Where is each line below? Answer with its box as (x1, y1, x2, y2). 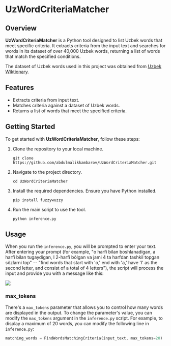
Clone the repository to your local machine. (12, 146, 103, 152)
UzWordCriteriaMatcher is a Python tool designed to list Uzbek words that (5, 37, 163, 43)
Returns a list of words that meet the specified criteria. (12, 108, 127, 114)
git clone (12, 155, 34, 161)
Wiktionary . (5, 69, 30, 75)
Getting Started (5, 122, 55, 131)
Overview (5, 24, 37, 33)
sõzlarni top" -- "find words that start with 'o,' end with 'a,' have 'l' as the (5, 260, 158, 266)
